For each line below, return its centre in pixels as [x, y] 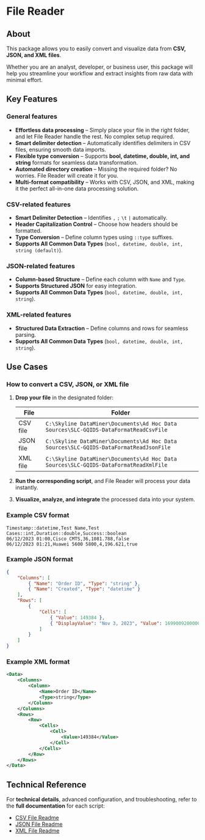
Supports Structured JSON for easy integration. [76, 286]
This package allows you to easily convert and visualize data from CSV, [96, 48]
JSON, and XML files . [34, 55]
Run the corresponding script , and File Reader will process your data [103, 481]
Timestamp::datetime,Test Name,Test [53, 528]
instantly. [27, 487]
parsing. [26, 334]
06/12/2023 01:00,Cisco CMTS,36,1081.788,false [68, 539]
